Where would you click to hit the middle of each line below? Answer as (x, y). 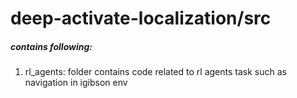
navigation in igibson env (76, 83)
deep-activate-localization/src (141, 18)
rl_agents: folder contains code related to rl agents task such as (155, 72)
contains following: (51, 46)
